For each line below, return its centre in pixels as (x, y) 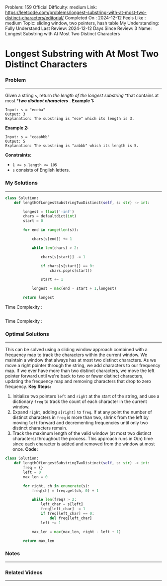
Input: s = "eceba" (25, 110)
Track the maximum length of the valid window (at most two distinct (82, 433)
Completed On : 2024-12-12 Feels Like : (105, 18)
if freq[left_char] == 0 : (67, 514)
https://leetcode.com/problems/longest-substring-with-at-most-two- (76, 12)
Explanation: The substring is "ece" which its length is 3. (70, 119)
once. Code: (25, 449)
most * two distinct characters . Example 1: (50, 101)
